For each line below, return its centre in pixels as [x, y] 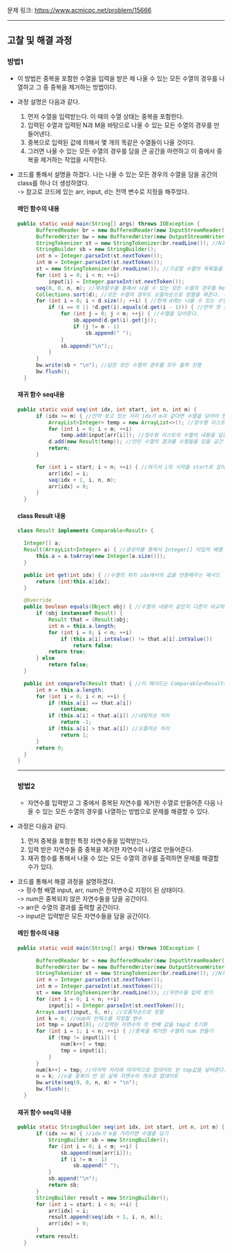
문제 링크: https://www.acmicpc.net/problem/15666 [79, 10]
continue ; [75, 709]
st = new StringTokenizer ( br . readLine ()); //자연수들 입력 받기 [124, 993]
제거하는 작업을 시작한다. [74, 159]
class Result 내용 [41, 516]
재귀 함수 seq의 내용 [44, 1112]
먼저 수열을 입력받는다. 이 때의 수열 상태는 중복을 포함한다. [106, 116]
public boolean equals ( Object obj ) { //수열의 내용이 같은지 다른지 [116, 607]
